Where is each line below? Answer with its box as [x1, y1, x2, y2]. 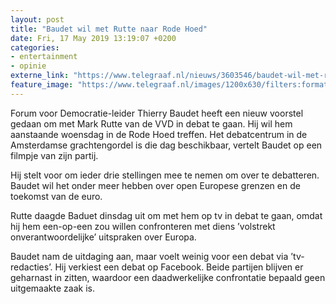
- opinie [10, 61, 47, 71]
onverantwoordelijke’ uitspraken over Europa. [10, 231, 197, 243]
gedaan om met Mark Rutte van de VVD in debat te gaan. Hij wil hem [10, 117, 293, 130]
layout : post [10, 14, 65, 25]
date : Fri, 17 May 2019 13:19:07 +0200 [10, 33, 177, 43]
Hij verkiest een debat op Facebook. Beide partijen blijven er [54, 261, 304, 273]
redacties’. [10, 261, 53, 273]
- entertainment [10, 52, 78, 62]
